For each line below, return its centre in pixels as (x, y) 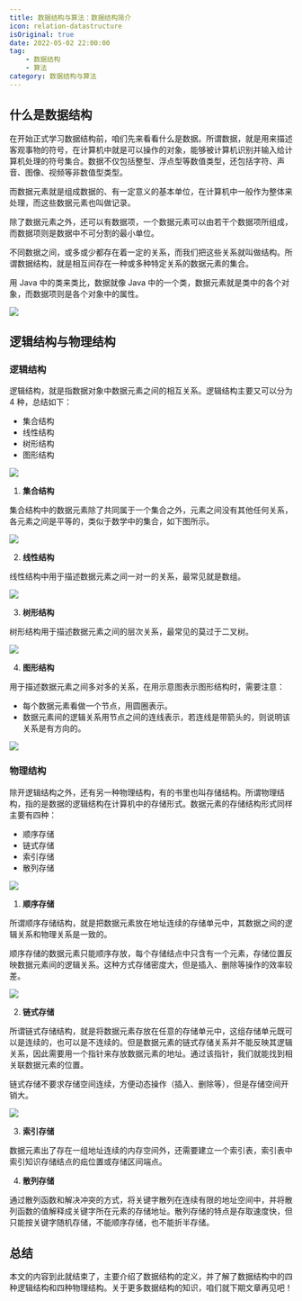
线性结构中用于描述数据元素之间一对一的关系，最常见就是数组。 (127, 576)
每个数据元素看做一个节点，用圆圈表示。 (97, 706)
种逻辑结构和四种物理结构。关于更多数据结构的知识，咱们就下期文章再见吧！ (151, 1287)
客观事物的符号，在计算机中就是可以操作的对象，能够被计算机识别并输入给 (147, 149)
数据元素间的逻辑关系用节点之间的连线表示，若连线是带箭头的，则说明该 (156, 718)
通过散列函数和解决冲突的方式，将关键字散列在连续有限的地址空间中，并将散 (151, 1199)
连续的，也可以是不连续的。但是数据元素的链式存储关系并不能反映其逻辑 (159, 1042)
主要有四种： (33, 815)
